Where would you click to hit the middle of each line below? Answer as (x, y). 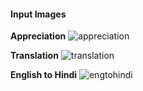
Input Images (38, 14)
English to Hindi (44, 75)
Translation (34, 56)
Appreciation (38, 36)
